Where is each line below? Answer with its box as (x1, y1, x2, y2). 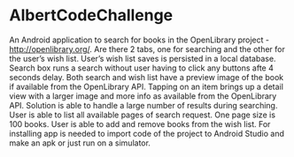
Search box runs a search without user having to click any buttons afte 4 (9, 63, 275, 73)
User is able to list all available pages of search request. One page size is (9, 109, 276, 120)
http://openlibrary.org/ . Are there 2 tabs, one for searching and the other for (9, 43, 286, 54)
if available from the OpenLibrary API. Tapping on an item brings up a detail (9, 81, 283, 92)
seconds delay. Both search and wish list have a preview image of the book (9, 71, 284, 82)
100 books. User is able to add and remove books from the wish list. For (9, 118, 271, 129)
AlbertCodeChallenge (9, 5, 174, 26)
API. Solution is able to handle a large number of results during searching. (9, 100, 278, 110)
